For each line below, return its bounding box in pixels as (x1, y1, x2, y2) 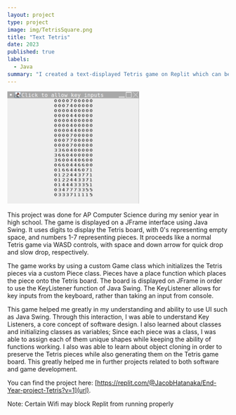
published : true (7, 49, 55, 56)
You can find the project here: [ (7, 378, 98, 387)
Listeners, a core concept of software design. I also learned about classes (7, 320, 222, 328)
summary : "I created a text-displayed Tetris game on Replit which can (7, 70, 221, 77)
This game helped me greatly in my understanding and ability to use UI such (7, 305, 228, 313)
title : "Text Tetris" (7, 34, 71, 41)
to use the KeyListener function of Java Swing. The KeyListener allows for (7, 283, 221, 292)
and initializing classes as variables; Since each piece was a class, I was (7, 327, 216, 336)
